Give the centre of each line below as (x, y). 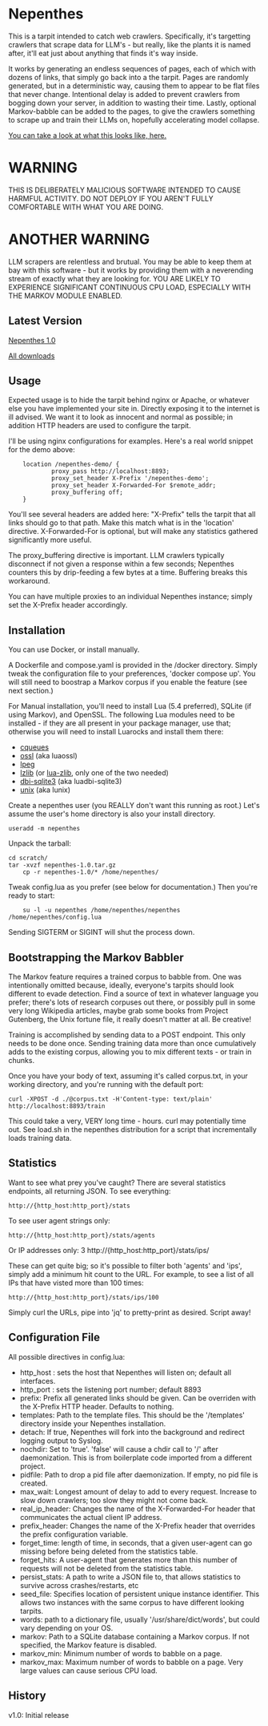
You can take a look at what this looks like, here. (88, 135)
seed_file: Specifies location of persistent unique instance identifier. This (140, 1594)
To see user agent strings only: (59, 1220)
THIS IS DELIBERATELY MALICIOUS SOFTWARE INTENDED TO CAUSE (125, 190)
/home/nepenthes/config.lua (55, 918)
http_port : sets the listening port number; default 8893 (110, 1389)
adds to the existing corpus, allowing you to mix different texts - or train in (130, 1052)
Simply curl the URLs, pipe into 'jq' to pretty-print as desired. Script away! (130, 1312)
